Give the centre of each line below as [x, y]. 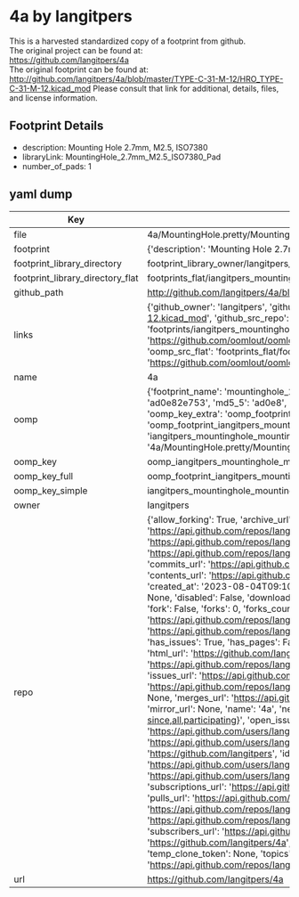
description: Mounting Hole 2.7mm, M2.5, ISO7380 [115, 147]
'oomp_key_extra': [185, 413]
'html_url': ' [170, 653]
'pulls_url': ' [171, 797]
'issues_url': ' [174, 675]
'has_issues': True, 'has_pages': [213, 641]
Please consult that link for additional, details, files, [186, 88]
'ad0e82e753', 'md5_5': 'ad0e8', [217, 403]
